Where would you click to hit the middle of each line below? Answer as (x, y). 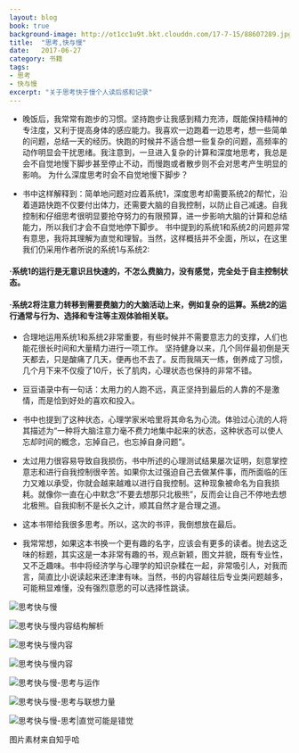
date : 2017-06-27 (45, 51)
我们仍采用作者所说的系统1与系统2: (86, 249)
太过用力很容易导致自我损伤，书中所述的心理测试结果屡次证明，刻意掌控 (154, 461)
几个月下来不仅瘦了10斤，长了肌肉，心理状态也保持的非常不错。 (139, 370)
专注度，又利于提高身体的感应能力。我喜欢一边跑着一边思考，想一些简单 (154, 129)
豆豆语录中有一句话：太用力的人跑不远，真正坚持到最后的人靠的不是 (147, 390)
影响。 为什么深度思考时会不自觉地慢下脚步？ (105, 174)
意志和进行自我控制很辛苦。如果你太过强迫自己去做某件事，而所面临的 (151, 472)
